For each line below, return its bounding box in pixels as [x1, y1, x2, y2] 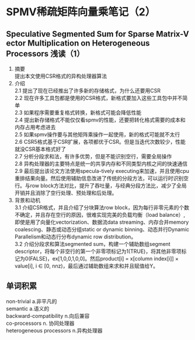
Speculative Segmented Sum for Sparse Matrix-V [6, 29, 189, 39]
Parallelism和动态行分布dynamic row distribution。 [14, 233, 137, 240]
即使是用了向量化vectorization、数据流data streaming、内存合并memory [14, 218, 189, 225]
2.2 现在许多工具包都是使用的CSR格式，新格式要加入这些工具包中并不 [14, 95, 183, 101]
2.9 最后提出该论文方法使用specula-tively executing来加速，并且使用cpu [14, 168, 190, 174]
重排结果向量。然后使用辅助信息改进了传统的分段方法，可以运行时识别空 [14, 175, 189, 182]
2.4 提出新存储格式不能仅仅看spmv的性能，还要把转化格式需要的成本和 [14, 116, 186, 123]
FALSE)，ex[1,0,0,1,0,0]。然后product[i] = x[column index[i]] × [30, 255, 179, 262]
